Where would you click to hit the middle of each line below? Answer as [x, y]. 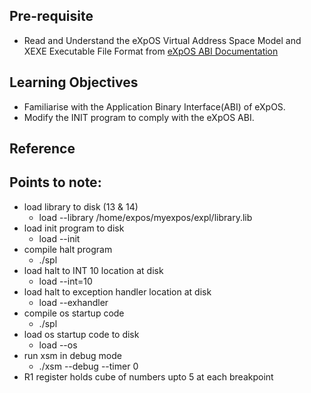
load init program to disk [74, 228]
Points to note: [55, 182]
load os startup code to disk [81, 334]
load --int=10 [65, 281]
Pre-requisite [51, 16]
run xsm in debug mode [72, 355]
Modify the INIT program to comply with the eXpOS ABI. [139, 117]
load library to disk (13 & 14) [81, 206]
